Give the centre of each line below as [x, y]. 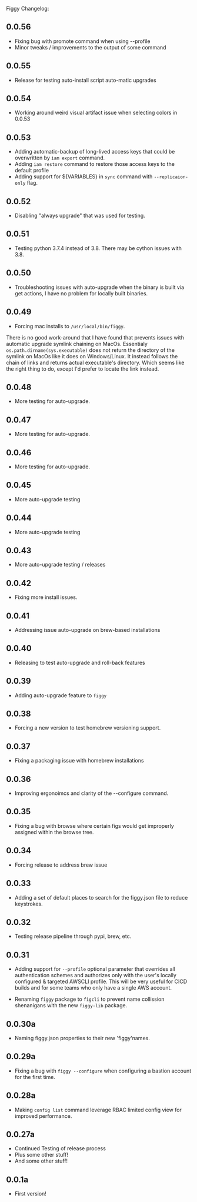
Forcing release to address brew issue [61, 865]
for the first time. [35, 1077]
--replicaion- [171, 177]
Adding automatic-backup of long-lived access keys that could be [95, 152]
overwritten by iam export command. [60, 158]
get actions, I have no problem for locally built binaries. [81, 293]
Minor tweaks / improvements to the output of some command [90, 47]
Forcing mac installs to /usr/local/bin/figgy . [70, 326]
